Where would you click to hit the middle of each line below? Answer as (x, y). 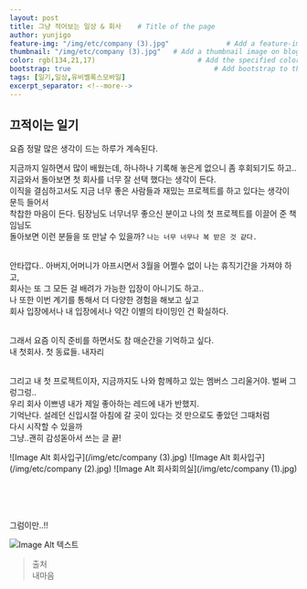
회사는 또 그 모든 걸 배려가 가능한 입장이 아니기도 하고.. (106, 289)
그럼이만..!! (29, 525)
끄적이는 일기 (44, 126)
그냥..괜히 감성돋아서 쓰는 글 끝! (65, 438)
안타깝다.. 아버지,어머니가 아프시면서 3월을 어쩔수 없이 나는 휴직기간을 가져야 (146, 266)
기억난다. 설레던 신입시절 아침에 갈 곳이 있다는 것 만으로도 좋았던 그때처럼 (140, 415)
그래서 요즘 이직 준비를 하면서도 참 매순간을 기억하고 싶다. (112, 341)
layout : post (34, 18)
